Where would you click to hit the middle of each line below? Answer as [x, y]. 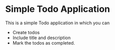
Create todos [26, 32]
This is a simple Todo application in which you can [57, 23]
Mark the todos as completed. [44, 43]
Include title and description [41, 38]
